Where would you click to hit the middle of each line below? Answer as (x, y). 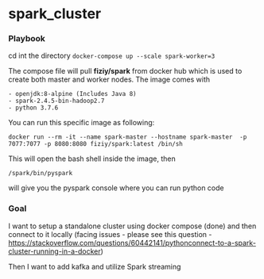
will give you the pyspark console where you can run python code (116, 188)
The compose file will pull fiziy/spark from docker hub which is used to (125, 71)
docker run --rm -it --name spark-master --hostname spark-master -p (128, 137)
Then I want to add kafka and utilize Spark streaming (95, 266)
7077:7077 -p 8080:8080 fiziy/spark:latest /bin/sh (95, 144)
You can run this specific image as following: (82, 123)
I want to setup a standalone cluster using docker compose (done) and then (132, 226)
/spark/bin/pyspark (41, 174)
